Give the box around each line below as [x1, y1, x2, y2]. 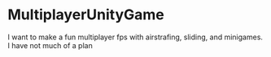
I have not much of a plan [7, 40, 93, 50]
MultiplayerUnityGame [7, 6, 164, 24]
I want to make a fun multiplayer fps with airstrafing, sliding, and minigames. [7, 32, 264, 42]
